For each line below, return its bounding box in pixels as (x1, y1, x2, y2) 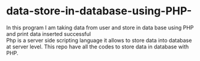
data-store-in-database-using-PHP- (6, 4, 192, 18)
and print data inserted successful (6, 30, 91, 37)
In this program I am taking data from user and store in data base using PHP (6, 24, 194, 31)
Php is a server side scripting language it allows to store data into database (6, 36, 192, 44)
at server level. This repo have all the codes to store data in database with (6, 43, 189, 50)
